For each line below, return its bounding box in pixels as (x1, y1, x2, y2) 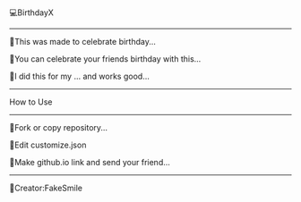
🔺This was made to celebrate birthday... (9, 37, 157, 46)
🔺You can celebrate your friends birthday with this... (9, 54, 202, 64)
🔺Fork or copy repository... (9, 122, 108, 132)
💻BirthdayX (9, 7, 54, 18)
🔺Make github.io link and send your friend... (9, 157, 170, 167)
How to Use (9, 97, 53, 107)
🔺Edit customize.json (9, 139, 87, 150)
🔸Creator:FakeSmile (9, 182, 83, 193)
